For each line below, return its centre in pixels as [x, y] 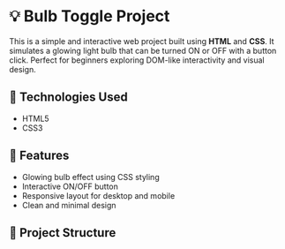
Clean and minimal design [69, 205]
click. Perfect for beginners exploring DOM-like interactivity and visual [137, 60]
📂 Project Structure [63, 233]
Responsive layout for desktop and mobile [98, 195]
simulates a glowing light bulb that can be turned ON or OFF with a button [143, 50]
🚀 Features [39, 156]
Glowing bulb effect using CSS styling [91, 177]
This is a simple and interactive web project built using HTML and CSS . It [142, 41]
